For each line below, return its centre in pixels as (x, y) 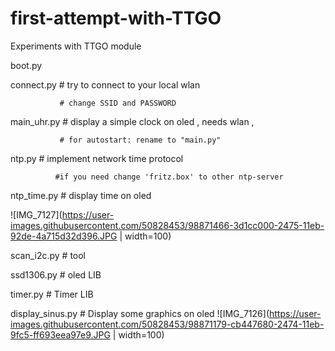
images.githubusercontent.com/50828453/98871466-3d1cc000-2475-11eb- (167, 225)
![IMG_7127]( (36, 214)
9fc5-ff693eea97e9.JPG (60, 334)
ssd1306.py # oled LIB (56, 274)
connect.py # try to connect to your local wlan (105, 84)
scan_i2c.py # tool (48, 255)
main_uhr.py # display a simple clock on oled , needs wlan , (132, 121)
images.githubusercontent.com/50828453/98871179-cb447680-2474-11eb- (167, 324)
